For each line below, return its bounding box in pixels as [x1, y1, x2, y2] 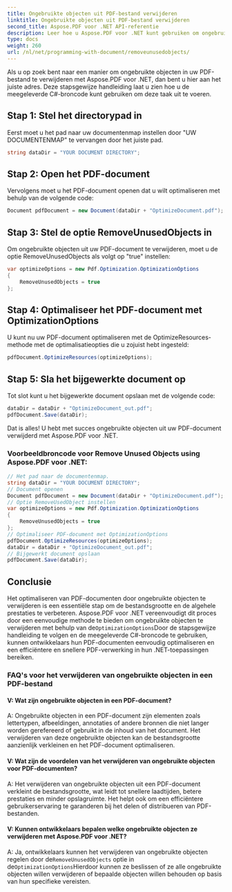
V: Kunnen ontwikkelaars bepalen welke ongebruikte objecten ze [7, 825, 198, 833]
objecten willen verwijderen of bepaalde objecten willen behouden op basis [7, 870, 222, 878]
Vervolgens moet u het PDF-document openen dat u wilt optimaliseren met [7, 186, 220, 195]
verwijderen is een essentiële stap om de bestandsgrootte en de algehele [7, 602, 216, 610]
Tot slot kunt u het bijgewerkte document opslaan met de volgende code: [7, 392, 215, 400]
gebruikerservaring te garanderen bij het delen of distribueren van [7, 801, 195, 810]
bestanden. [7, 809, 39, 817]
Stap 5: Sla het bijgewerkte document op [7, 373, 186, 385]
